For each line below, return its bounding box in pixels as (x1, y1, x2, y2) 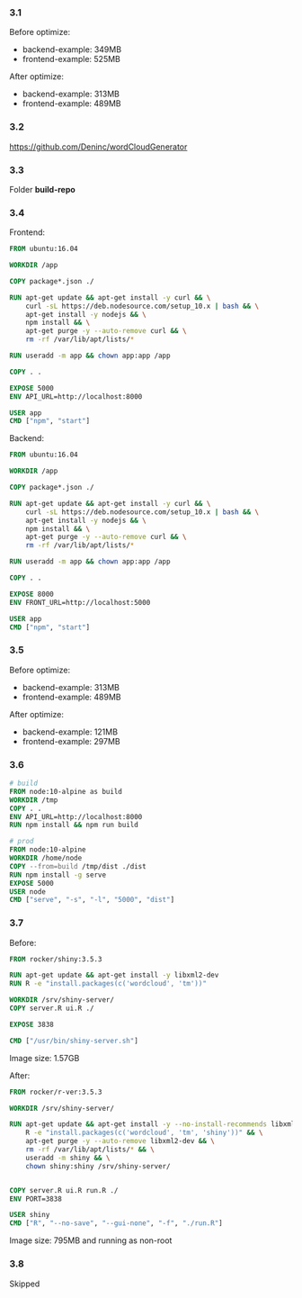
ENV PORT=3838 (9, 1194, 63, 1203)
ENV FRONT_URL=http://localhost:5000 (9, 598, 151, 607)
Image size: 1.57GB (9, 1052, 80, 1063)
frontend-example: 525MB (22, 54, 121, 65)
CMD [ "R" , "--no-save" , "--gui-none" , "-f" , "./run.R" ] (9, 1219, 223, 1228)
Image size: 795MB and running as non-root (9, 1235, 173, 1246)
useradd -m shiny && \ (25, 1153, 111, 1162)
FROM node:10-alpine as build (9, 787, 123, 796)
